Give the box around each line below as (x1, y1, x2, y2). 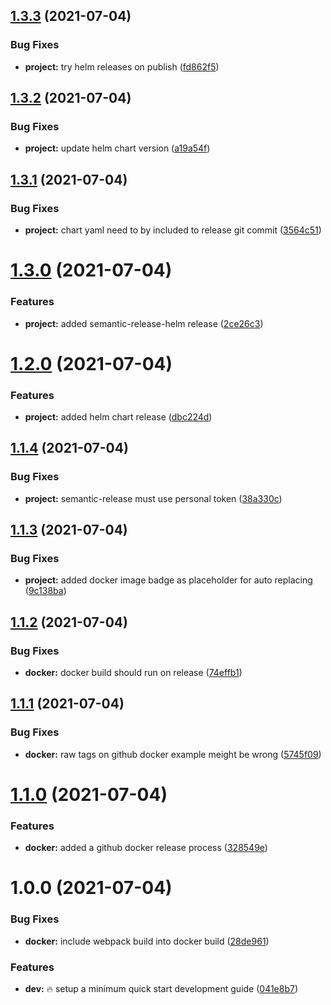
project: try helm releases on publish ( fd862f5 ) (24, 60, 220, 73)
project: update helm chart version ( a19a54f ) (24, 142, 211, 154)
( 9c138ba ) (24, 585, 67, 597)
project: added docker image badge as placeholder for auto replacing (24, 574, 313, 586)
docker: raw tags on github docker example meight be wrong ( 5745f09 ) (24, 748, 322, 760)
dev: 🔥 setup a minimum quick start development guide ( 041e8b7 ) (24, 983, 299, 995)
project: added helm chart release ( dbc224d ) (24, 411, 213, 423)
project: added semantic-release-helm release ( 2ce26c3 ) (24, 317, 264, 329)
